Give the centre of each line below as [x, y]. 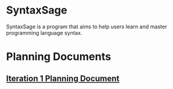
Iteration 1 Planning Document [63, 78]
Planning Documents [59, 57]
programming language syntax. [44, 32]
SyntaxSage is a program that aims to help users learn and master [87, 27]
